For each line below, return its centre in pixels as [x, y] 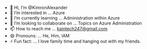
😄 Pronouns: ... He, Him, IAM [40, 36]
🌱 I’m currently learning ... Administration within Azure [65, 18]
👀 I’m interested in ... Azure [37, 13]
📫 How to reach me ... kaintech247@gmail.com [59, 29]
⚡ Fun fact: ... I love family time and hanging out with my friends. [75, 41]
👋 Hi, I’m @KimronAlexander [39, 8]
